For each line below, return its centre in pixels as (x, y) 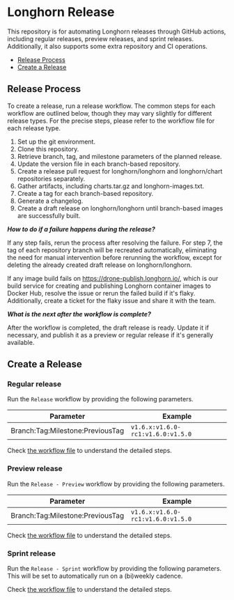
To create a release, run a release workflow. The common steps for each (111, 106)
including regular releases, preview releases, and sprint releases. (100, 38)
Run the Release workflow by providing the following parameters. (100, 399)
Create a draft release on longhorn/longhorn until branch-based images (120, 208)
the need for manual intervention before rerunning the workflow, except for (115, 257)
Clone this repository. (48, 149)
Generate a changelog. (50, 201)
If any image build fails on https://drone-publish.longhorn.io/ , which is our (113, 278)
